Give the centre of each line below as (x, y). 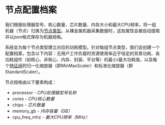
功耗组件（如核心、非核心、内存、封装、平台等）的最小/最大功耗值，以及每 (81, 59)
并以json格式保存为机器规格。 (35, 37)
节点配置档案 (31, 10)
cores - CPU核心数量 (33, 99)
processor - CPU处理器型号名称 (44, 92)
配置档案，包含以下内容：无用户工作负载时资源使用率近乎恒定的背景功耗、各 (82, 53)
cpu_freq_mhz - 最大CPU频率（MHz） (51, 117)
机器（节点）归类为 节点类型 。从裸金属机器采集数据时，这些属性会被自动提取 (82, 30)
